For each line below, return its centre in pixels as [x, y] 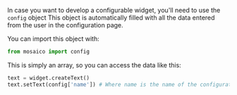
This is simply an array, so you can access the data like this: [94, 65]
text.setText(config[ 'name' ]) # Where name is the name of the [102, 84]
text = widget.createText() [49, 78]
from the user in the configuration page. [65, 25]
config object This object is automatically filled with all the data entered [111, 18]
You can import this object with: [54, 39]
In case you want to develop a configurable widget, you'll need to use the [114, 10]
